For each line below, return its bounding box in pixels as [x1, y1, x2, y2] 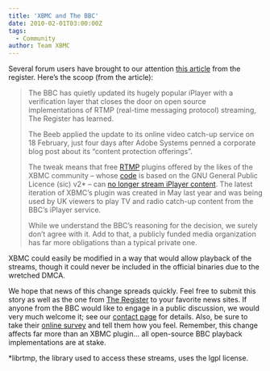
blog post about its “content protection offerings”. [27, 147, 193, 156]
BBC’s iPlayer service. [27, 205, 102, 215]
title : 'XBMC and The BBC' [8, 11, 99, 20]
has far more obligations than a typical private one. [27, 238, 197, 248]
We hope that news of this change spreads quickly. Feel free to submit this [8, 286, 256, 296]
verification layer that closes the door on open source [27, 97, 207, 106]
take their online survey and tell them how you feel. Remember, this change [8, 320, 259, 331]
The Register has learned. [27, 114, 114, 123]
